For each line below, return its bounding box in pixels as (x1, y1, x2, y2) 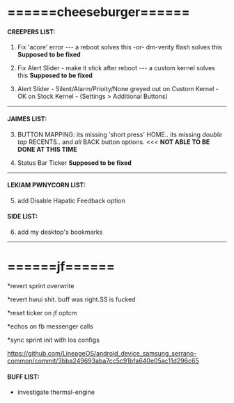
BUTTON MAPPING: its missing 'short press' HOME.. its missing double (17, 130, 223, 139)
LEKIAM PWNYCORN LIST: (7, 181, 86, 189)
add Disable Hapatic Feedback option (17, 196, 125, 205)
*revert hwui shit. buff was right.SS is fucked (7, 295, 136, 303)
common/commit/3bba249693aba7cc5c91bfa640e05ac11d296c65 (7, 356, 200, 365)
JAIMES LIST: (7, 114, 47, 123)
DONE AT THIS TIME (17, 145, 78, 153)
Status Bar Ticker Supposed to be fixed (17, 158, 132, 167)
